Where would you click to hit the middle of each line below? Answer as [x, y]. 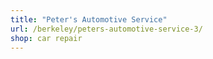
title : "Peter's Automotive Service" [89, 19]
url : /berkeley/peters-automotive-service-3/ [106, 29]
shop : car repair [46, 38]
